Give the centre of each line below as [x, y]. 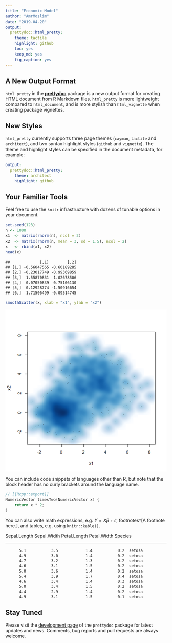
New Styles [24, 126]
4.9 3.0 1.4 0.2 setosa [81, 556]
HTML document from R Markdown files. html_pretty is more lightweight [82, 99]
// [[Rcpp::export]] [27, 494]
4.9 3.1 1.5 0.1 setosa [81, 597]
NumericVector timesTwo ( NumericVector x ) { [52, 500]
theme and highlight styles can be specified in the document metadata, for [84, 150]
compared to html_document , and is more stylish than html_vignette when [83, 104]
